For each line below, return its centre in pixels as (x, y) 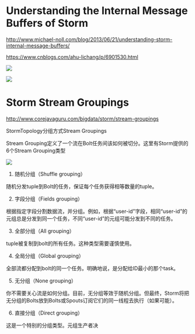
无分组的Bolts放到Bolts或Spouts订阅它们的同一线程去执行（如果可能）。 (92, 300)
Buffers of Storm (47, 23)
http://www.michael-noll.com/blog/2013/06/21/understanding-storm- (89, 39)
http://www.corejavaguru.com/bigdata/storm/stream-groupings (82, 119)
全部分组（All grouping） (44, 231)
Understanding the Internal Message (97, 11)
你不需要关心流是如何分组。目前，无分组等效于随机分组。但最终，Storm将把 (98, 293)
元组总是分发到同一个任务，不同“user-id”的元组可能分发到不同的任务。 (91, 218)
